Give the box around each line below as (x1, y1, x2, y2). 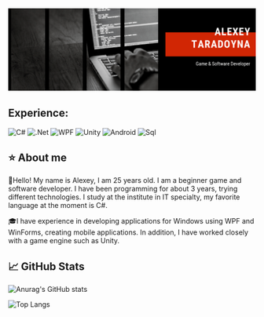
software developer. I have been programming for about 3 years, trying (8, 184, 238, 194)
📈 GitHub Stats (8, 260, 85, 273)
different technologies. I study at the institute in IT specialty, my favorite (8, 192, 240, 202)
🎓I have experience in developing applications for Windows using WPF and (8, 217, 255, 226)
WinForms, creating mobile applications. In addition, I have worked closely (8, 228, 249, 237)
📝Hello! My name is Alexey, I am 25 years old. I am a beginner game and (8, 176, 242, 185)
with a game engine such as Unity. (8, 236, 120, 246)
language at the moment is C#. (8, 201, 108, 210)
